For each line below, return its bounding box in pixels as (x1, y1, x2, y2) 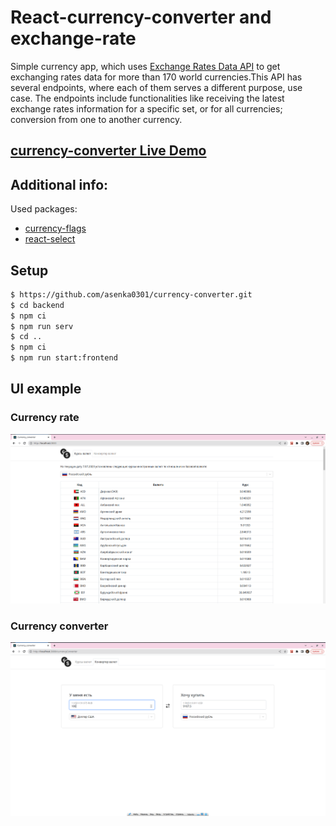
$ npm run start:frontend (10, 353, 118, 363)
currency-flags (24, 222, 87, 235)
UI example (10, 381, 82, 398)
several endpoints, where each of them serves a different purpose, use (10, 81, 303, 93)
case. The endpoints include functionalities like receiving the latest (10, 92, 285, 104)
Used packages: (10, 203, 78, 215)
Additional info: (10, 176, 109, 193)
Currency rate (10, 411, 80, 425)
